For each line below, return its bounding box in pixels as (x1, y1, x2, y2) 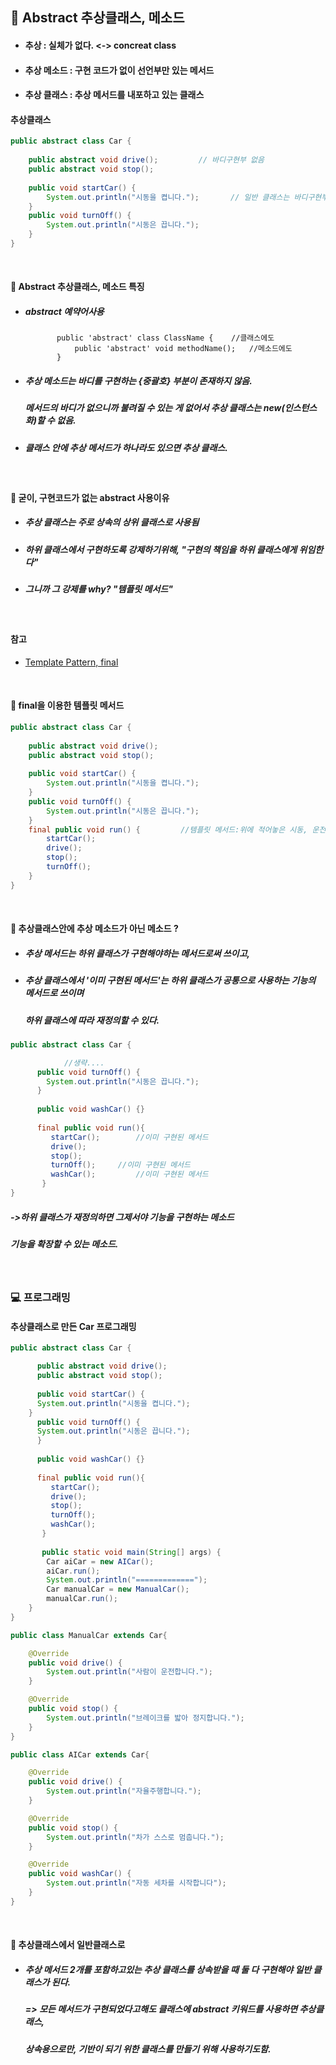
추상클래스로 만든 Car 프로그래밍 (10, 1320, 137, 1332)
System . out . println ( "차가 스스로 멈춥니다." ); (46, 1832, 225, 1842)
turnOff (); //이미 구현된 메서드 (50, 1160, 191, 1170)
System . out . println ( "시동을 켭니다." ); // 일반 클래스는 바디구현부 (46, 192, 329, 202)
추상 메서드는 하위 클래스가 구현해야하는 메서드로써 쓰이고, (24, 947, 251, 959)
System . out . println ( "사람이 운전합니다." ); (46, 1667, 213, 1677)
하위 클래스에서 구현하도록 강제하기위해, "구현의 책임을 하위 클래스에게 (24, 543, 298, 555)
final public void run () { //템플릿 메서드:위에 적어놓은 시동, (28, 824, 308, 835)
